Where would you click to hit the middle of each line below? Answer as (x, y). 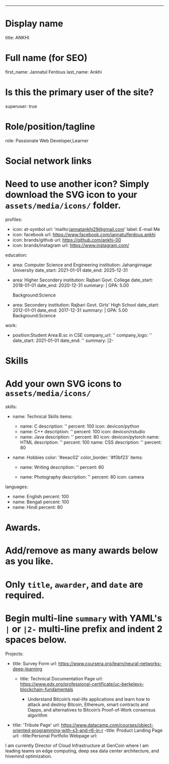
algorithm (37, 715)
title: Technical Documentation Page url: (61, 678)
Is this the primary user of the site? (80, 93)
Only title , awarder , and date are (74, 584)
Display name (34, 24)
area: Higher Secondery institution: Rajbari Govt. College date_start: (83, 280)
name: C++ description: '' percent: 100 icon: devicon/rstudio (82, 431)
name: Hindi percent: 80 (37, 507)
